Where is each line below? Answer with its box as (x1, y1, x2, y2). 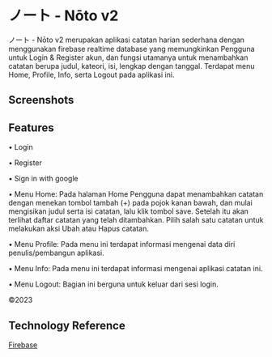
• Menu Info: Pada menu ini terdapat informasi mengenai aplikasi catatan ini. (8, 264, 263, 274)
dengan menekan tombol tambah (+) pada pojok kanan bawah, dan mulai (8, 198, 253, 208)
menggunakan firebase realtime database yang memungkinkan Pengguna (8, 44, 255, 53)
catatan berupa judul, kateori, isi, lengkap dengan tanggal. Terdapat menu (8, 61, 255, 70)
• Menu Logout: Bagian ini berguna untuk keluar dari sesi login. (8, 279, 219, 289)
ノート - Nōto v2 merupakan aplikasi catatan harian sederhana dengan (8, 35, 245, 45)
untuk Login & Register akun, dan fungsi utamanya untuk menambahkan (8, 53, 249, 62)
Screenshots (8, 93, 74, 107)
